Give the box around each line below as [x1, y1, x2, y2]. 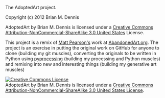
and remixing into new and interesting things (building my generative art [5, 61, 157, 67]
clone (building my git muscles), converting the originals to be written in [5, 51, 157, 56]
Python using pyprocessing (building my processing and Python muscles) [5, 56, 161, 62]
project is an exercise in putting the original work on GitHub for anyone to [5, 45, 159, 51]
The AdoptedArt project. [5, 5, 57, 10]
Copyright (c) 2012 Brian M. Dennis [5, 14, 79, 20]
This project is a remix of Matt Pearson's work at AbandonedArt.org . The [5, 39, 158, 45]
